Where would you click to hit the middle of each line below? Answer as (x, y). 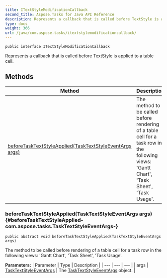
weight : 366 (17, 28)
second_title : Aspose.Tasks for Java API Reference (60, 14)
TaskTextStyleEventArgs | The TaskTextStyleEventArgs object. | (70, 271)
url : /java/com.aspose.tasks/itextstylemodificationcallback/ (71, 33)
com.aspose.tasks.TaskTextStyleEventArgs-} (62, 226)
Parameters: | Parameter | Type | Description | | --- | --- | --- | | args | (77, 265)
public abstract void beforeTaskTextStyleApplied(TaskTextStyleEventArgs (83, 237)
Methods (19, 77)
